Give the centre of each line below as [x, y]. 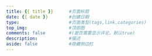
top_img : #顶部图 [45, 28]
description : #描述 [43, 38]
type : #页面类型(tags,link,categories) [77, 22]
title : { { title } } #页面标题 [48, 11]
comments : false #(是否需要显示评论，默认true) [71, 33]
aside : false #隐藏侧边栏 [50, 44]
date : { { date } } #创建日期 [48, 17]
